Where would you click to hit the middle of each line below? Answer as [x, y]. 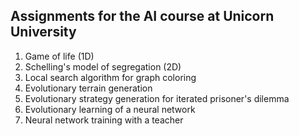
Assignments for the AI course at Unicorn [142, 16]
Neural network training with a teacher [104, 120]
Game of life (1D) [59, 56]
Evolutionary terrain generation [88, 88]
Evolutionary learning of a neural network [110, 109]
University [43, 32]
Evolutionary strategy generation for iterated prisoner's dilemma [157, 98]
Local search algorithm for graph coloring [110, 77]
